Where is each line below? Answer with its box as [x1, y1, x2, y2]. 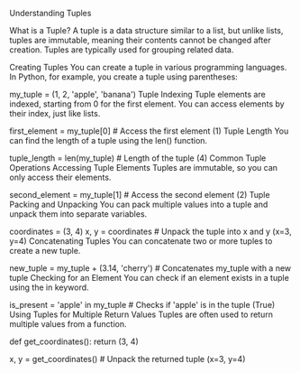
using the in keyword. [9, 282, 89, 293]
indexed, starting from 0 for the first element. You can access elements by [9, 98, 286, 109]
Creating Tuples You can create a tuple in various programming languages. [9, 62, 287, 72]
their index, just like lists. [9, 108, 101, 118]
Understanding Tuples [9, 8, 92, 18]
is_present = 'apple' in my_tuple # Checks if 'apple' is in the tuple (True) [9, 300, 276, 310]
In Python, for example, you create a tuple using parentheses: [9, 71, 239, 82]
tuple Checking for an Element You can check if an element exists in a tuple [9, 273, 290, 283]
